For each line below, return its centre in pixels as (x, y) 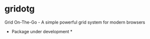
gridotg (20, 9)
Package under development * (42, 31)
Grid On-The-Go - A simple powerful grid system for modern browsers (75, 22)
